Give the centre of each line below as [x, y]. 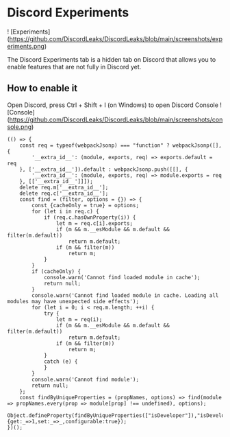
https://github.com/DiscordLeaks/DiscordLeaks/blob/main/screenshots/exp [116, 38]
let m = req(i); [79, 319]
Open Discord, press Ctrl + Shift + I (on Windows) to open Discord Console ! [115, 105]
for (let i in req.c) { [65, 211]
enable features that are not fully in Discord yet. [74, 67]
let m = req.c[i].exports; [94, 223]
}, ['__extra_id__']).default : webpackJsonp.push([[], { [104, 169]
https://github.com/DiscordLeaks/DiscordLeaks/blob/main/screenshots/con [116, 119]
